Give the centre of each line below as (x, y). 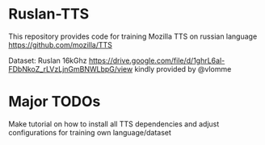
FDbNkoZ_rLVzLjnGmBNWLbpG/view (71, 68)
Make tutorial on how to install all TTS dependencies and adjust (114, 124)
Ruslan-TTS (49, 14)
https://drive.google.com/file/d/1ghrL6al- (157, 60)
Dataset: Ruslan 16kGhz (48, 60)
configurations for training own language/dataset (90, 132)
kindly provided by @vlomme (183, 68)
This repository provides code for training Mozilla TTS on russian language (133, 36)
